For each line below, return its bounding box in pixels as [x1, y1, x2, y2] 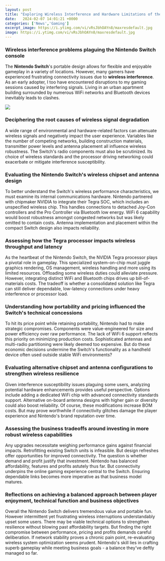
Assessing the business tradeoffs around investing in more [5, 425, 149, 432]
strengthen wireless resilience [5, 370, 80, 377]
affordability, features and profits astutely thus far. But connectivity [5, 463, 140, 469]
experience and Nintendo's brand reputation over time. [5, 413, 116, 419]
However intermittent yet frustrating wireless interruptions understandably [5, 514, 156, 520]
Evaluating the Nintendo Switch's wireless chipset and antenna [5, 171, 159, 178]
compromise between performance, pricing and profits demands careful [5, 529, 152, 535]
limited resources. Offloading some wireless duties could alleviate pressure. [5, 270, 159, 276]
